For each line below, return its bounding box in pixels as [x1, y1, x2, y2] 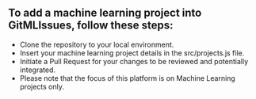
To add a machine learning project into [8, 6, 202, 20]
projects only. [19, 82, 65, 91]
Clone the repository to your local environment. [19, 40, 174, 49]
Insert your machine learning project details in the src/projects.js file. [19, 48, 245, 58]
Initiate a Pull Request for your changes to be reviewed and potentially [19, 56, 249, 66]
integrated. [19, 65, 55, 74]
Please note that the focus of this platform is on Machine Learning [19, 73, 235, 82]
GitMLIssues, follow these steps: [8, 19, 174, 32]
